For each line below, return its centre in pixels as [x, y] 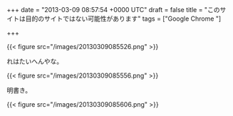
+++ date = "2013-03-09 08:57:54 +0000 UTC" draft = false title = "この [113, 10]
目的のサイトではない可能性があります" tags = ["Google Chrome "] [123, 19]
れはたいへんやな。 [35, 61]
